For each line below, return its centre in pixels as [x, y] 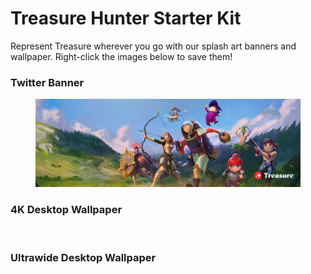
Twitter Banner [47, 82]
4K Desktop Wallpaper [66, 210]
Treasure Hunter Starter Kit [126, 18]
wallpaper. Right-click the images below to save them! [121, 56]
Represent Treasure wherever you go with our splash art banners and [153, 46]
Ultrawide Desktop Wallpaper [83, 257]
